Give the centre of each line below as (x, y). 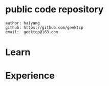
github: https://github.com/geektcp (44, 27)
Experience (30, 76)
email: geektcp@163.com (32, 32)
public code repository (54, 9)
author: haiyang (23, 23)
